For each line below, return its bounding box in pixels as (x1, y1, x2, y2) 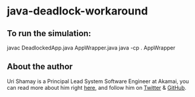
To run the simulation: (7, 28, 91, 39)
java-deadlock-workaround (7, 4, 148, 18)
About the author (7, 61, 73, 72)
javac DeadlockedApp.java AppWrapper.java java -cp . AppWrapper (7, 44, 176, 51)
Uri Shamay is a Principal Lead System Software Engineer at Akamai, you (7, 77, 190, 85)
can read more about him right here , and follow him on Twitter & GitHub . (7, 84, 187, 91)
